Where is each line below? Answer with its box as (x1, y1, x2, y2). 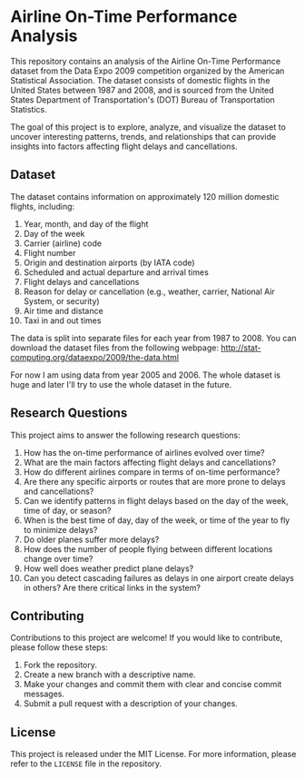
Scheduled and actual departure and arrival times (23, 266, 210, 278)
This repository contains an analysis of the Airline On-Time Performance (10, 55, 280, 66)
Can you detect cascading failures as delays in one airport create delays (23, 572, 294, 583)
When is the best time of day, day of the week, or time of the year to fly (23, 515, 290, 526)
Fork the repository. (23, 660, 98, 671)
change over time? (23, 553, 93, 564)
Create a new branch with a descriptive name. (23, 669, 196, 680)
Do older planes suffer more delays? (23, 534, 160, 545)
